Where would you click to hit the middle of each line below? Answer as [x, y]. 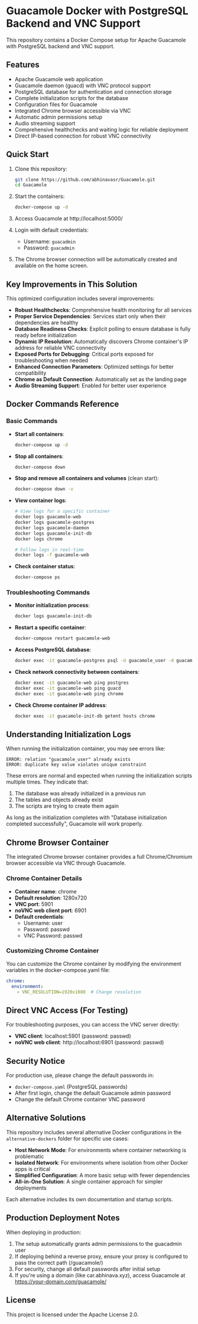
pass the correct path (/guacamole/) [59, 1262]
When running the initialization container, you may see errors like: [86, 749]
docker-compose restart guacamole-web [62, 638]
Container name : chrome [46, 891]
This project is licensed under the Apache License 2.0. [72, 1315]
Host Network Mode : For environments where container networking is [100, 1150]
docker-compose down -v [44, 489]
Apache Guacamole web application [59, 79]
